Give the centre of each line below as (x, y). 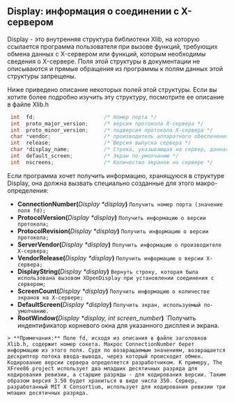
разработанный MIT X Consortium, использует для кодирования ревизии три (117, 387)
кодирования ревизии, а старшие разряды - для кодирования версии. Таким (117, 374)
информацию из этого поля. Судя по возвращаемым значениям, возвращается (117, 350)
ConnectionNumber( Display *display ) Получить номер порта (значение (120, 204)
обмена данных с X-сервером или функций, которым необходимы (107, 54)
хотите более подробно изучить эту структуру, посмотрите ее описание (116, 97)
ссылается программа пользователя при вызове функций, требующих (112, 46)
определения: (28, 190)
